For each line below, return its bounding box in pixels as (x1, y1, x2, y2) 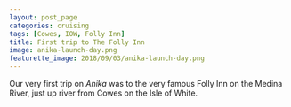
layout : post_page (9, 12, 77, 22)
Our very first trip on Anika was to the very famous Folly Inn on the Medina (9, 79, 283, 88)
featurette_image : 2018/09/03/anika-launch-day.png (9, 54, 205, 63)
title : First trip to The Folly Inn (9, 37, 145, 47)
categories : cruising (9, 21, 90, 30)
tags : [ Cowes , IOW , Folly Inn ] (9, 29, 125, 38)
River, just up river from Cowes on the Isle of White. (9, 88, 198, 98)
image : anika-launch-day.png (9, 46, 117, 55)
